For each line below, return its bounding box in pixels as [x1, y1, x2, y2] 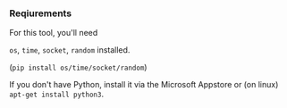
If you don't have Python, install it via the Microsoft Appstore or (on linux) [9, 79, 279, 90]
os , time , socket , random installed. [9, 45, 131, 55]
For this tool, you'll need [9, 28, 98, 38]
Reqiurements [9, 7, 72, 20]
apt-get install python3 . [9, 88, 105, 100]
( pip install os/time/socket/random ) [9, 62, 148, 73]
